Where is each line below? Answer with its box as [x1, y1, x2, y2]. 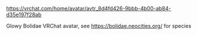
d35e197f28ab [6, 11, 42, 18]
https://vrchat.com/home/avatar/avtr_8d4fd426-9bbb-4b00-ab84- [6, 5, 171, 12]
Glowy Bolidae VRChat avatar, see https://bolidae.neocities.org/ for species [6, 23, 192, 29]
